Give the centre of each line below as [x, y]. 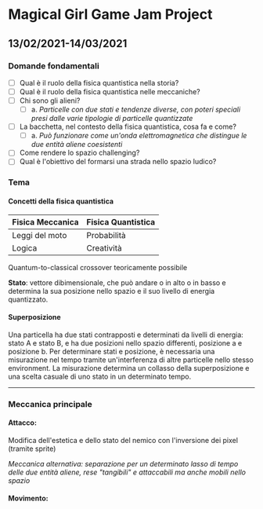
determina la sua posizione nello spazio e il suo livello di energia [112, 291]
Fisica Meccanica [46, 222]
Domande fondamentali [54, 66]
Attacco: [23, 423]
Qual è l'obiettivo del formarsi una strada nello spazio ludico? [118, 162]
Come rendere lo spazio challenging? [79, 153]
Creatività [104, 247]
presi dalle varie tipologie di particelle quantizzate [112, 119]
